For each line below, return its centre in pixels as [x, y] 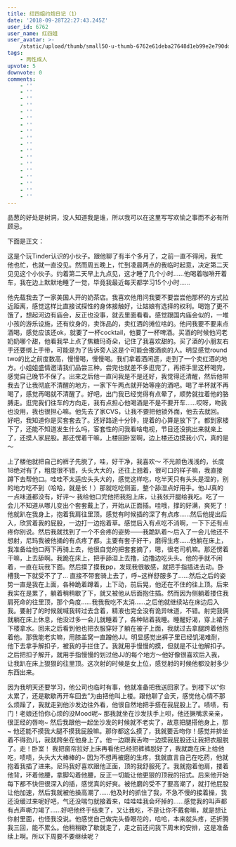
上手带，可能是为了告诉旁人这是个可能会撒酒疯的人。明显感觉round [129, 350]
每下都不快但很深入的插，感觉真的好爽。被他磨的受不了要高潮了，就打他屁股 [118, 784]
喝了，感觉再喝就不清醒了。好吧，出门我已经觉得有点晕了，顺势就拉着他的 [115, 394]
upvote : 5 [22, 66]
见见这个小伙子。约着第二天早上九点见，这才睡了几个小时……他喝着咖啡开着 [117, 274]
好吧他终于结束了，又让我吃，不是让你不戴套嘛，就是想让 [144, 810]
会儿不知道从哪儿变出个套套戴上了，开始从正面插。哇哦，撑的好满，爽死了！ [118, 506]
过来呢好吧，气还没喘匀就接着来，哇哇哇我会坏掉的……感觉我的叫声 [123, 801]
